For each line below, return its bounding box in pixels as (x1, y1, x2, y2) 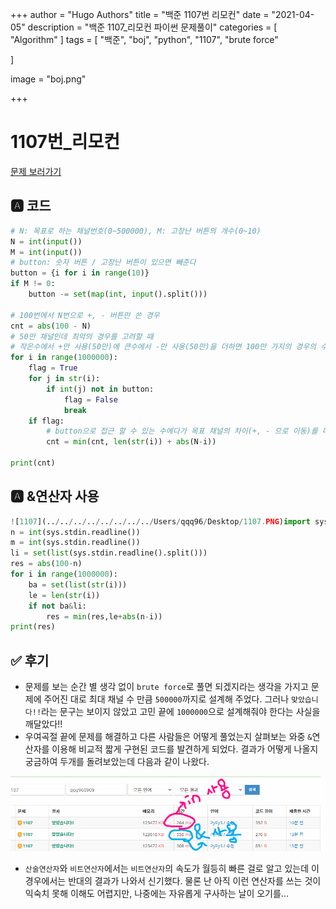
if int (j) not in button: (46, 384, 155, 394)
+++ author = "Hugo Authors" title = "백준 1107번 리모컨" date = (10, 9, 270, 20)
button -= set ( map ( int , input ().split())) (28, 289, 208, 299)
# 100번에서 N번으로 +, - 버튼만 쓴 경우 (10, 310, 160, 320)
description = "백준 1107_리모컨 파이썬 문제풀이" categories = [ (27, 21, 278, 33)
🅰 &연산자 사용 (10, 488, 100, 505)
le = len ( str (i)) (28, 590, 101, 600)
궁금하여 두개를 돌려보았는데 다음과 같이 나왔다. (24, 756, 210, 768)
